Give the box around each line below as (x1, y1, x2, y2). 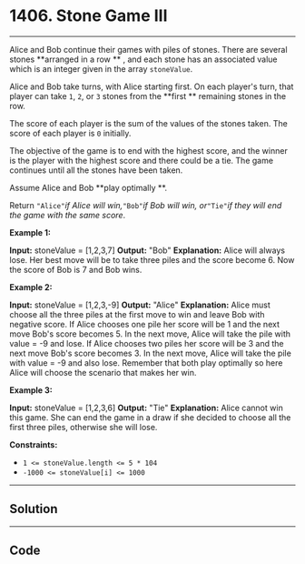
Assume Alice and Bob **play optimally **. (9, 182, 168, 193)
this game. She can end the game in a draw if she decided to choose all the (9, 411, 291, 423)
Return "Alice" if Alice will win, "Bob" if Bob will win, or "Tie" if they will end (9, 199, 282, 210)
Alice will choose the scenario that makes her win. (9, 367, 197, 378)
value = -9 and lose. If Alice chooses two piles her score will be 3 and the (9, 337, 284, 348)
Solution (9, 501, 58, 517)
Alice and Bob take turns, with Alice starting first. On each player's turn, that (9, 81, 294, 92)
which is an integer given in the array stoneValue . (9, 63, 193, 74)
